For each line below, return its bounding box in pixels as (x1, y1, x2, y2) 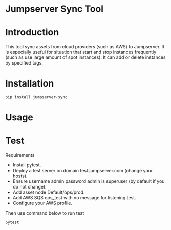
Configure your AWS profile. (12, 200, 73, 206)
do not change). (12, 184, 47, 190)
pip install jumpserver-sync (5, 95, 68, 100)
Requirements (5, 152, 35, 158)
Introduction (5, 27, 59, 38)
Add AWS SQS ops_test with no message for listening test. (12, 195, 137, 201)
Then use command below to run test (5, 210, 84, 216)
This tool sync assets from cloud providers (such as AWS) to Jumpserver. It (5, 44, 165, 50)
